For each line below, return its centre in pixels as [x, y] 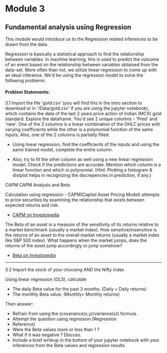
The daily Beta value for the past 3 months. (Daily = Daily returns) [79, 289]
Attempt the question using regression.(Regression [64, 319]
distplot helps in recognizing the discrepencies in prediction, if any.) [82, 176]
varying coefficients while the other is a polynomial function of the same [79, 130]
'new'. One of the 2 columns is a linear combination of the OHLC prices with [83, 124]
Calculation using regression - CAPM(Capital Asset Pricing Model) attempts [83, 194]
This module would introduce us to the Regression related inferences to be [82, 39]
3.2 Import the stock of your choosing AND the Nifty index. [65, 270]
